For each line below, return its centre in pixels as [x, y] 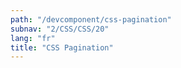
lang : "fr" [33, 38]
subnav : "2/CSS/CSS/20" [60, 29]
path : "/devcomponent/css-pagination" [91, 19]
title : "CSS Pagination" [62, 47]
